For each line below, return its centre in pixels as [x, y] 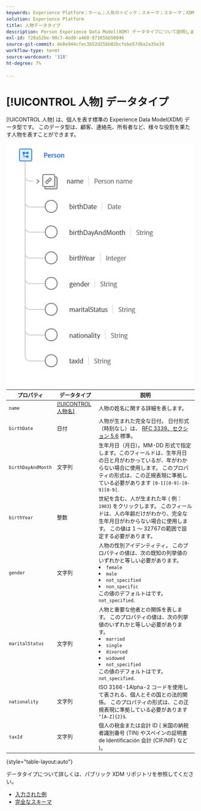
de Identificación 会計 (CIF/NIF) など [143, 740]
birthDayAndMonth [30, 467]
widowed [115, 658]
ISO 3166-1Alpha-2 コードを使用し [143, 687]
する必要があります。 [130, 536]
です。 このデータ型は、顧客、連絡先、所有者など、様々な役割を [101, 127]
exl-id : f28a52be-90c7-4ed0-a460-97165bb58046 [65, 38]
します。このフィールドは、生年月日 [143, 452]
